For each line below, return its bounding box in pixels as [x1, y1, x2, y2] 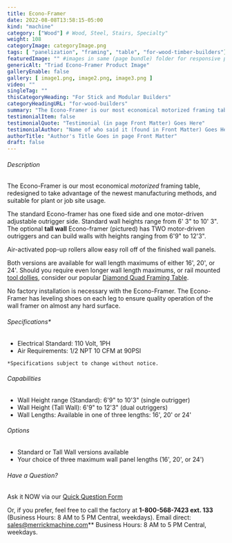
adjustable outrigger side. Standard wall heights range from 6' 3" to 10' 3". [7, 217, 219, 226]
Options [7, 427, 30, 435]
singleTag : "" [7, 87, 48, 94]
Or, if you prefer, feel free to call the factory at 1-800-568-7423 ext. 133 [7, 506, 213, 515]
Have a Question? [7, 471, 59, 479]
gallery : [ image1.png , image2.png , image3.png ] [7, 74, 153, 82]
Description [7, 160, 40, 168]
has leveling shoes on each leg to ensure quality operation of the [28, 294, 213, 303]
